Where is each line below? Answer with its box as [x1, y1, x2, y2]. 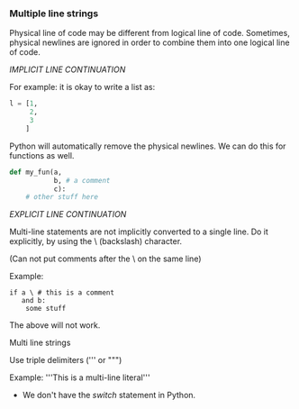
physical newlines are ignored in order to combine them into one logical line [9, 37, 290, 48]
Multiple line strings [9, 7, 99, 20]
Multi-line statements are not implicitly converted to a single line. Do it [9, 226, 268, 237]
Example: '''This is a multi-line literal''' [9, 372, 150, 383]
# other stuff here [25, 193, 99, 202]
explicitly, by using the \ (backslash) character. [9, 236, 183, 247]
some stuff [25, 304, 67, 314]
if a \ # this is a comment [9, 288, 115, 297]
